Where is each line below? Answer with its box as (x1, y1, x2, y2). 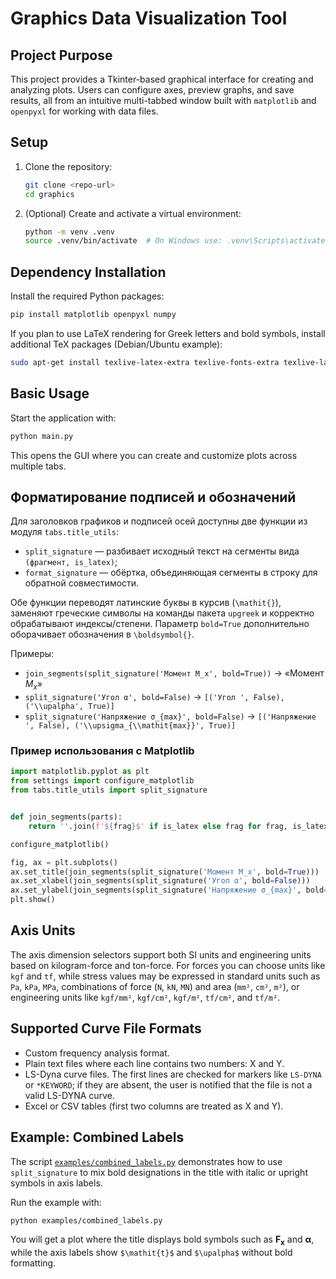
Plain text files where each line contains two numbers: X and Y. (24, 1057, 285, 1069)
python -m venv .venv (24, 227, 115, 237)
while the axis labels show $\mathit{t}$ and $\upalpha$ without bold (10, 1247, 293, 1259)
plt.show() (10, 895, 56, 905)
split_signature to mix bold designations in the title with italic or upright (10, 1166, 308, 1178)
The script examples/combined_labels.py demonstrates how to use (10, 1155, 283, 1167)
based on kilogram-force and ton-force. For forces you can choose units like (10, 959, 326, 971)
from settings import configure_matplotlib (10, 776, 195, 786)
